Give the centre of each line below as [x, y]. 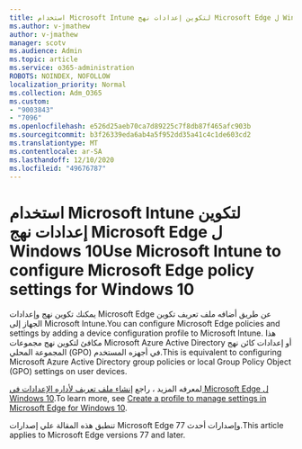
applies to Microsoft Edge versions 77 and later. [98, 435]
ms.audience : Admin [46, 51]
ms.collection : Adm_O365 [56, 93]
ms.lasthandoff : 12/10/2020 [62, 160]
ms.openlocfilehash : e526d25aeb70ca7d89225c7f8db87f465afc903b [130, 127]
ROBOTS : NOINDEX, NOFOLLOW [60, 76]
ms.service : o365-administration [72, 68]
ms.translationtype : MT [54, 143]
